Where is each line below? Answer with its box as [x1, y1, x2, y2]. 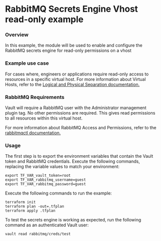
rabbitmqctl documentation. [5, 130, 61, 136]
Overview [5, 31, 29, 38]
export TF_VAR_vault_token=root [5, 173, 71, 178]
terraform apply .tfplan [5, 208, 56, 214]
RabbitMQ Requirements [5, 94, 65, 100]
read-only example [5, 14, 84, 25]
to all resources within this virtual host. [5, 115, 83, 121]
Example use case [5, 60, 49, 67]
